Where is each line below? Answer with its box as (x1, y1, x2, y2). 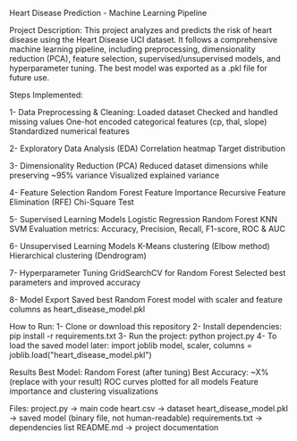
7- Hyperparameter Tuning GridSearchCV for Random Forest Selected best (9, 268, 286, 278)
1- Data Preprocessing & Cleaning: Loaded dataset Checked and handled (9, 107, 278, 117)
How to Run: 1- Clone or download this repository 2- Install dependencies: (9, 321, 282, 331)
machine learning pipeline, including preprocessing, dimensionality (9, 44, 257, 54)
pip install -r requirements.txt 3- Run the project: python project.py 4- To (9, 330, 277, 341)
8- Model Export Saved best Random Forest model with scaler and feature (9, 295, 284, 304)
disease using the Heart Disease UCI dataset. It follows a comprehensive (9, 35, 278, 45)
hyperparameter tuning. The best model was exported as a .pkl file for (9, 62, 268, 73)
